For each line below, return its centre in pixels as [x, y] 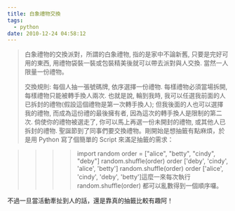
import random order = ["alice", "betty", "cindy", [146, 154]
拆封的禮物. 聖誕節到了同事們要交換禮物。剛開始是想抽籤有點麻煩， [121, 131]
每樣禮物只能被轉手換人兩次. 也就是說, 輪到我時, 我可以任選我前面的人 [125, 96]
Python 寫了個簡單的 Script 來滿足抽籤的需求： [106, 140]
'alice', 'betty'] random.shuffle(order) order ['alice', [150, 169]
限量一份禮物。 [46, 72]
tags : [15, 20]
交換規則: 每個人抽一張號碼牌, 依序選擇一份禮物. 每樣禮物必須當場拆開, [126, 87]
